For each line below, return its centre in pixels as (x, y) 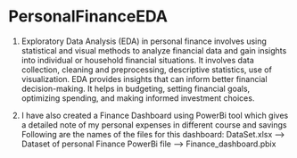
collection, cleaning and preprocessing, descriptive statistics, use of (147, 70)
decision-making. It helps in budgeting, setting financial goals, (136, 88)
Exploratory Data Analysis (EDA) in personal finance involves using (144, 41)
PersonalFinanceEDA (88, 17)
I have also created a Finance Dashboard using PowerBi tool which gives (155, 115)
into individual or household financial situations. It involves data (138, 60)
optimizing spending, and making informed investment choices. (138, 98)
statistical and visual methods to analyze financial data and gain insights (154, 50)
